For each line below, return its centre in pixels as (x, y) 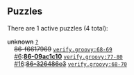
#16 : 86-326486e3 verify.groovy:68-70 (70, 64)
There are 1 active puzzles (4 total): (58, 28)
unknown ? (23, 42)
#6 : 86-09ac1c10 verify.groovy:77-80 (68, 56)
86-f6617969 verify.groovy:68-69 (63, 49)
